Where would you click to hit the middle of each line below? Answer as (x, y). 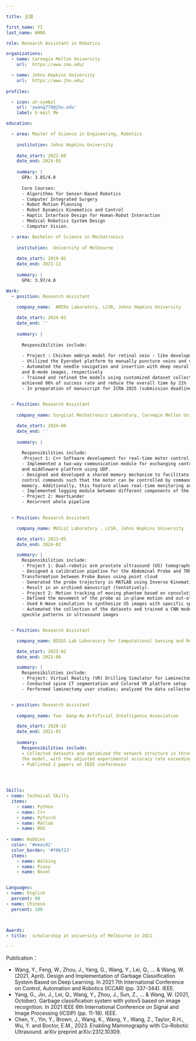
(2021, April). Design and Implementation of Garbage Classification (95, 976)
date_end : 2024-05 (39, 161)
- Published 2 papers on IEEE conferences (74, 764)
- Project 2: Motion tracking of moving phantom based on (93, 593)
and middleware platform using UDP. (66, 469)
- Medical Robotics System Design (64, 221)
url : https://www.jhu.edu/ (50, 80)
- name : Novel (34, 872)
